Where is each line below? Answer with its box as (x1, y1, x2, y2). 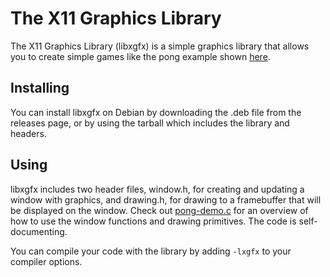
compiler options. (10, 255, 83, 267)
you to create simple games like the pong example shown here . (10, 50, 271, 62)
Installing (10, 80, 70, 97)
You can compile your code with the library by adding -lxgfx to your (10, 245, 292, 257)
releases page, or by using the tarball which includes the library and (10, 117, 290, 129)
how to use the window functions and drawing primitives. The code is (10, 215, 297, 227)
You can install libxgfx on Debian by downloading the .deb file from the (10, 106, 302, 118)
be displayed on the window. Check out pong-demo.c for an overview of (10, 204, 309, 216)
